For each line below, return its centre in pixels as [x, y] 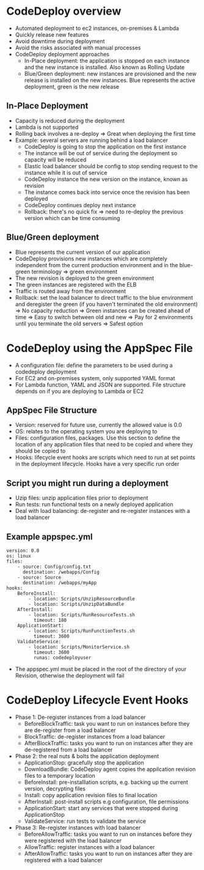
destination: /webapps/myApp [60, 583]
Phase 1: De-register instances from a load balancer [80, 717]
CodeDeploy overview [64, 11]
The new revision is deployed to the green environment [85, 278]
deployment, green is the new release [72, 86]
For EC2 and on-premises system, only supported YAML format [95, 378]
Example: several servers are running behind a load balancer [92, 140]
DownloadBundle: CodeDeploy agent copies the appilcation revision [110, 769]
